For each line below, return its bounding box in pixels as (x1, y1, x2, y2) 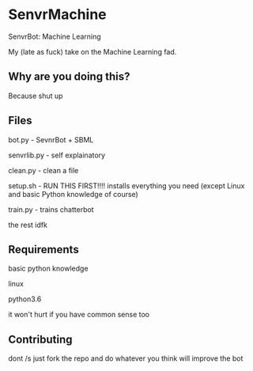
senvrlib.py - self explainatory (8, 150, 105, 160)
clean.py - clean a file (8, 165, 79, 175)
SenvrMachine (8, 6, 107, 24)
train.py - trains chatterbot (8, 204, 94, 214)
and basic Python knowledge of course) (8, 189, 138, 199)
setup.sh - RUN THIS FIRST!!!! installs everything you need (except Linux (8, 180, 245, 191)
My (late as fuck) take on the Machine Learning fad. (8, 47, 177, 56)
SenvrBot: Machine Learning (8, 32, 101, 41)
